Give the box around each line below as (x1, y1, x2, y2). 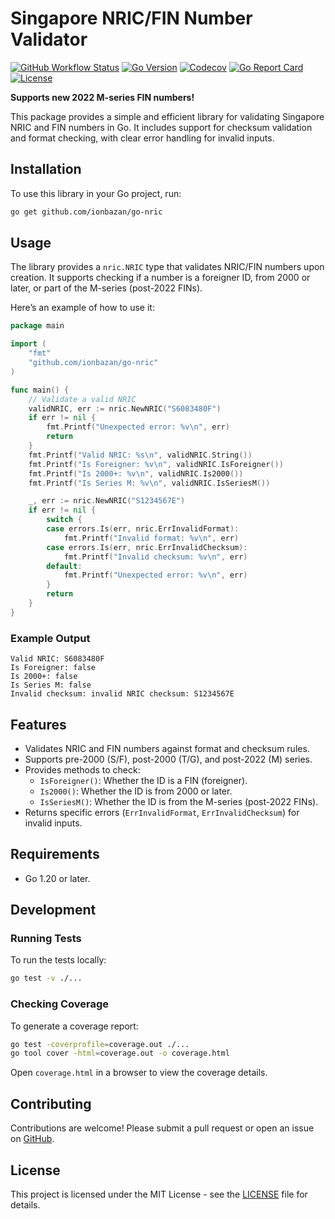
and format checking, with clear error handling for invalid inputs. (10, 132, 275, 144)
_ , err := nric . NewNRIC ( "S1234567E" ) (28, 496, 186, 506)
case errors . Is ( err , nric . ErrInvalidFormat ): (46, 524, 240, 534)
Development (10, 902, 97, 919)
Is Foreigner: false (10, 663, 97, 673)
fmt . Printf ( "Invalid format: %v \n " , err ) (63, 533, 240, 543)
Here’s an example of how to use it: (10, 302, 155, 314)
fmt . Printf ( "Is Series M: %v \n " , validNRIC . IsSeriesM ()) (28, 478, 271, 488)
